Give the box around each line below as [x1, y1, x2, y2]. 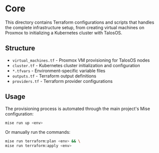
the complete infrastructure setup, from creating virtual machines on [5, 24, 145, 30]
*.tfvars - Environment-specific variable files [12, 68, 106, 74]
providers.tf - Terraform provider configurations [12, 78, 113, 84]
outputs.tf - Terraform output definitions [12, 73, 96, 79]
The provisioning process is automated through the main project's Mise [5, 106, 151, 112]
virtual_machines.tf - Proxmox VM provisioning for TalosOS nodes [12, 57, 150, 63]
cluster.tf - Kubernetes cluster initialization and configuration [12, 62, 140, 68]
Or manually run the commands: [5, 129, 71, 135]
